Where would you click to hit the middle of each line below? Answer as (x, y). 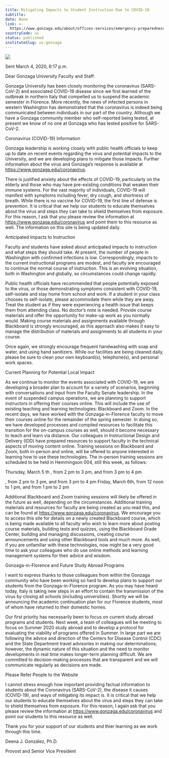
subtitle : (16, 15)
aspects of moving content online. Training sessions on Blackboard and (79, 446)
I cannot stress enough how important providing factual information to (78, 684)
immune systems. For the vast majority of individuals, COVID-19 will (75, 190)
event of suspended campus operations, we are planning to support (75, 398)
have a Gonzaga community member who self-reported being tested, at (80, 118)
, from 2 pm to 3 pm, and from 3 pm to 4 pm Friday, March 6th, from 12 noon (84, 481)
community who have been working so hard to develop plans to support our (84, 580)
